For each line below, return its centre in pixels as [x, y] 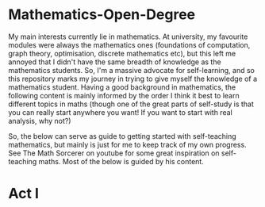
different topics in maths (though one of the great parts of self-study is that [131, 104]
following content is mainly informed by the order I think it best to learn [124, 95]
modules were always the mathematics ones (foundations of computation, [129, 44]
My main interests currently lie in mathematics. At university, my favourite [128, 36]
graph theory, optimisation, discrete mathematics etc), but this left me [122, 53]
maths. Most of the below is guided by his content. [121, 161]
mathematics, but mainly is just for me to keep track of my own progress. [128, 144]
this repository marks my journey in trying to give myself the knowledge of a [133, 79]
